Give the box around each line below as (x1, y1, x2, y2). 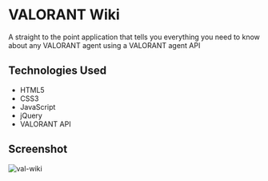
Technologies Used (8, 64, 106, 78)
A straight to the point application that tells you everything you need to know (8, 32, 260, 42)
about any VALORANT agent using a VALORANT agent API (8, 40, 201, 50)
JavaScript (19, 102, 56, 111)
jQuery (19, 111, 42, 120)
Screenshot (8, 143, 68, 156)
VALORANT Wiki (8, 6, 120, 24)
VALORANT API (19, 119, 71, 129)
